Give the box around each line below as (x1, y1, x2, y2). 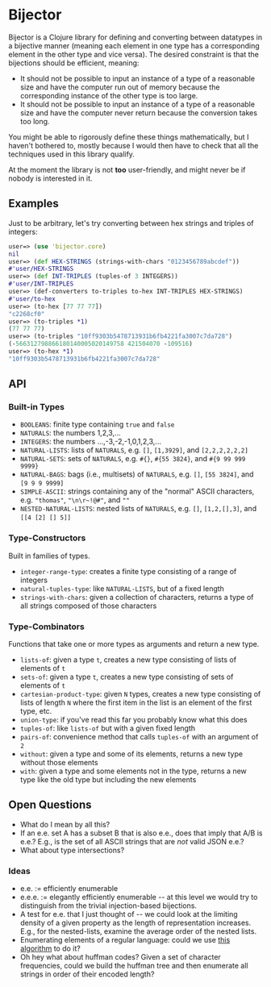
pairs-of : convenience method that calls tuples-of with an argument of (19, 732, 259, 742)
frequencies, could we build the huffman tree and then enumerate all (19, 961, 248, 971)
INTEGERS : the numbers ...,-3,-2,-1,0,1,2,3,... (19, 437, 161, 447)
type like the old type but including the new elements (19, 775, 197, 785)
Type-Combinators (8, 621, 85, 632)
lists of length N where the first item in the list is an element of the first (19, 698, 252, 707)
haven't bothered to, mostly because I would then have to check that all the (8, 140, 259, 150)
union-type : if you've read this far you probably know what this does (19, 715, 248, 725)
